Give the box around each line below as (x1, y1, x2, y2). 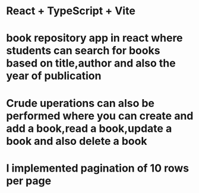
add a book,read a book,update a (6, 122, 172, 135)
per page (6, 174, 52, 188)
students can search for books (6, 44, 160, 58)
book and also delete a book (6, 134, 147, 148)
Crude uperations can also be (6, 96, 155, 110)
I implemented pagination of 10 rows (6, 162, 189, 175)
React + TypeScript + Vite (6, 4, 135, 18)
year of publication (6, 69, 102, 83)
